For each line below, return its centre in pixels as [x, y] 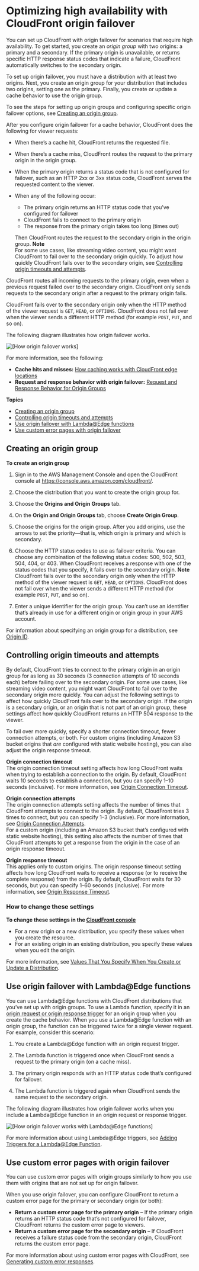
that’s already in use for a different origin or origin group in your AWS [99, 612]
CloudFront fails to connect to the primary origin [82, 220]
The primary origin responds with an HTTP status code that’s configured [103, 1073]
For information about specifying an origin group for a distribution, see [92, 630]
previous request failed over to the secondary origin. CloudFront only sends [98, 287]
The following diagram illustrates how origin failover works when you [90, 1108]
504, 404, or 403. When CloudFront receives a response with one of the [103, 563]
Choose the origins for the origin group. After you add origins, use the [100, 527]
